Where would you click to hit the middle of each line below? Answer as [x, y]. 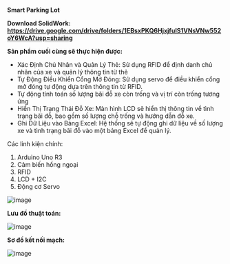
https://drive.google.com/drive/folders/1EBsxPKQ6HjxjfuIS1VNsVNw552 [114, 31]
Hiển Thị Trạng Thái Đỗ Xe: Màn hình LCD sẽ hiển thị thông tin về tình [116, 109]
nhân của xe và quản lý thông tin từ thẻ [73, 72]
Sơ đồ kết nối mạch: [36, 240]
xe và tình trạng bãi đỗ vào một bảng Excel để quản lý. [94, 131]
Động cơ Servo [39, 186]
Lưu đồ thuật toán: [34, 213]
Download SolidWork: [39, 23]
